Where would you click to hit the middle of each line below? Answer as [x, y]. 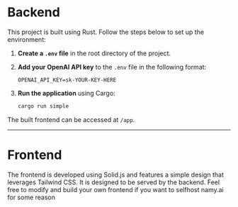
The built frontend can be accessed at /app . [71, 119]
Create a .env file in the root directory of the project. [94, 53]
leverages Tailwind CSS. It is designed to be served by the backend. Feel [114, 182]
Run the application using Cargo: [66, 93]
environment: [27, 39]
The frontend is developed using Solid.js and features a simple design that [116, 174]
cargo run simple [43, 106]
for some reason [31, 197]
